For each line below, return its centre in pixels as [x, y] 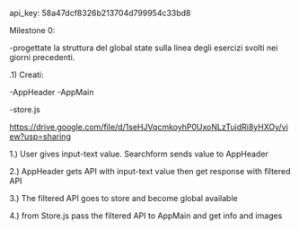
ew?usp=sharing [40, 137]
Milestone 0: [32, 30]
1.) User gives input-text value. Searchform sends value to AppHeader [139, 154]
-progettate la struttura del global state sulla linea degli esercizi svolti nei [144, 48]
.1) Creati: [26, 75]
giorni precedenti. [42, 57]
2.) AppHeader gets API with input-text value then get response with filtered [150, 171]
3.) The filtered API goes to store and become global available [123, 198]
